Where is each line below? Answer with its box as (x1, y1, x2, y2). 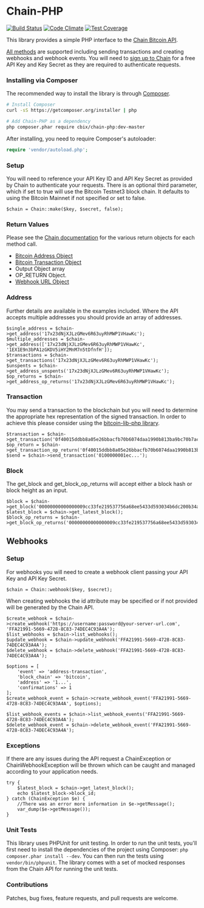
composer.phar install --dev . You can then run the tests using (6, 853, 164, 860)
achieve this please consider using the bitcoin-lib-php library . (6, 419, 160, 426)
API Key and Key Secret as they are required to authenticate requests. (6, 61, 181, 68)
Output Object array (15, 265, 66, 272)
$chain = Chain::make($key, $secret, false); (6, 206, 123, 212)
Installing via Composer (6, 76, 78, 85)
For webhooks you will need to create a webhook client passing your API (6, 568, 188, 575)
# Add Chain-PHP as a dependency (6, 118, 91, 124)
